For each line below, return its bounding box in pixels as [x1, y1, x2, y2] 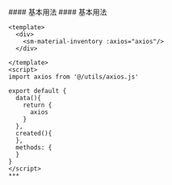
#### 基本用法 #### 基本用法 [8, 7, 107, 17]
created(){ [15, 129, 52, 137]
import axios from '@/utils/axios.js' [8, 73, 139, 81]
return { [23, 101, 52, 109]
